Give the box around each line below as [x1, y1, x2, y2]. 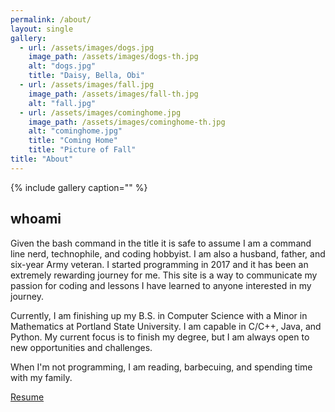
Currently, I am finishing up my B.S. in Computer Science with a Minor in [10, 309, 308, 321]
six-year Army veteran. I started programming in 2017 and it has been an [10, 258, 309, 270]
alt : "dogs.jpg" [28, 61, 97, 71]
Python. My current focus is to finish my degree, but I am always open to [10, 331, 310, 343]
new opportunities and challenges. [10, 341, 153, 353]
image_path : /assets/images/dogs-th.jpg [28, 52, 199, 62]
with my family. [10, 371, 73, 383]
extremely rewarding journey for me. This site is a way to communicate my [10, 269, 318, 281]
